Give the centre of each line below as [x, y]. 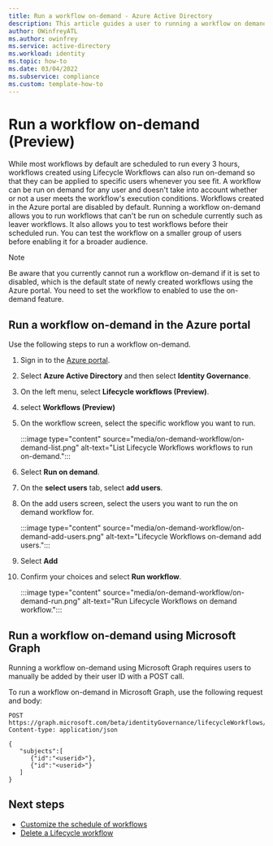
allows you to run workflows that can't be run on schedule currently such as [136, 216]
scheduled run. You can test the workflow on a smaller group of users [125, 233]
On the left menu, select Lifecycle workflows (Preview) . [115, 392]
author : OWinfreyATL [43, 31]
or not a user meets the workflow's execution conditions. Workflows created [136, 198]
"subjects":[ [41, 752]
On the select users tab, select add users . [91, 488]
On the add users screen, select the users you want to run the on [129, 504]
